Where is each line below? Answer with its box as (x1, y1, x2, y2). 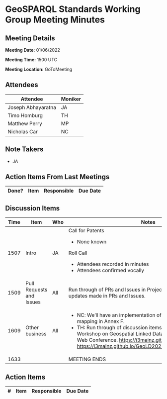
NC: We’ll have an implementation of (77, 312, 162, 319)
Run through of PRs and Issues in (68, 286, 146, 293)
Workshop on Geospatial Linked (77, 330, 152, 337)
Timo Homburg (7, 112, 43, 119)
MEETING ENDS (68, 356, 106, 363)
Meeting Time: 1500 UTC (5, 57, 58, 63)
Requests (25, 286, 48, 293)
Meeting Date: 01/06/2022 (5, 47, 61, 53)
